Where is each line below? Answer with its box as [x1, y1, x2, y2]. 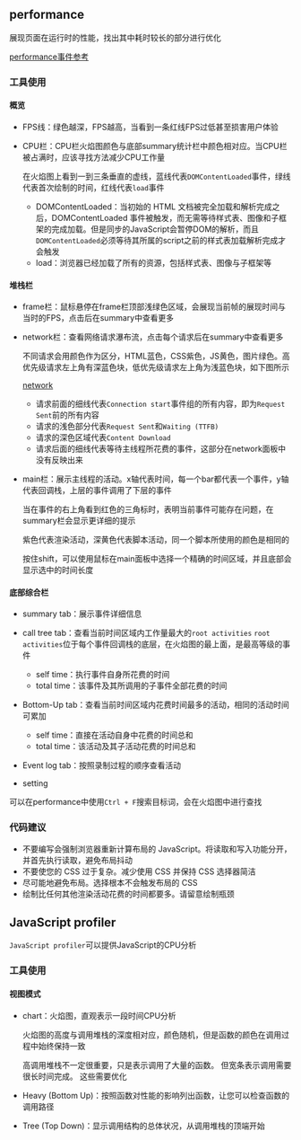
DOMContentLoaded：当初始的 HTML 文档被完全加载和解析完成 [35, 201, 272, 212]
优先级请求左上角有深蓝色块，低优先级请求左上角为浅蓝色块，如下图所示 [21, 362, 289, 373]
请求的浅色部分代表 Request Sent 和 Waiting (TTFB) [35, 421, 219, 432]
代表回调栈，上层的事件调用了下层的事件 [21, 485, 172, 496]
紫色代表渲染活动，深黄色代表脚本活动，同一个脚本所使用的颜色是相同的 [21, 535, 289, 545]
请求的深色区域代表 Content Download [35, 432, 172, 443]
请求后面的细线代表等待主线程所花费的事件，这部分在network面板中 [35, 444, 287, 455]
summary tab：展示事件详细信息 [21, 608, 142, 619]
